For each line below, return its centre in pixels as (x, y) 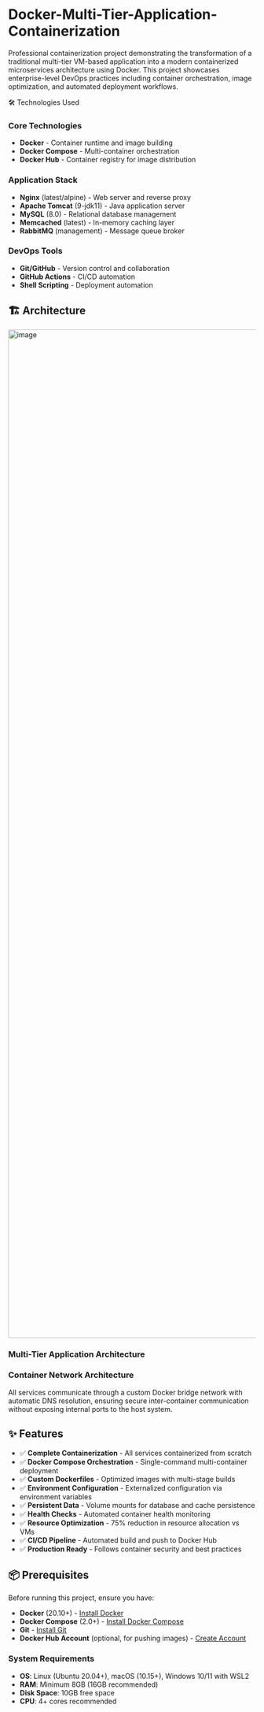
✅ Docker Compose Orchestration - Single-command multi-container (133, 1461)
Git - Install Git (43, 1630)
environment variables (56, 1497)
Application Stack (43, 180)
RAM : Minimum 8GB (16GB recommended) (89, 1684)
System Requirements (51, 1658)
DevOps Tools (35, 251)
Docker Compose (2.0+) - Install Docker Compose (102, 1621)
